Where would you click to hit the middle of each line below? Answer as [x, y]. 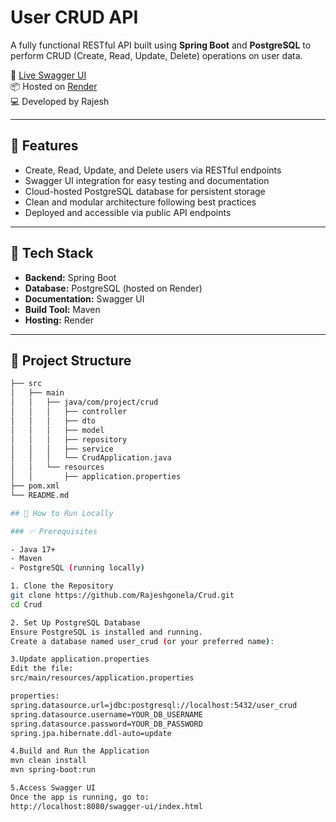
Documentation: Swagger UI [84, 298]
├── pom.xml [35, 486]
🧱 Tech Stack [52, 253]
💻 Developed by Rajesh [60, 101]
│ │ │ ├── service [62, 449]
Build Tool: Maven [62, 309]
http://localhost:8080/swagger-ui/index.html [106, 806]
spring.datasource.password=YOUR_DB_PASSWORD [106, 724]
